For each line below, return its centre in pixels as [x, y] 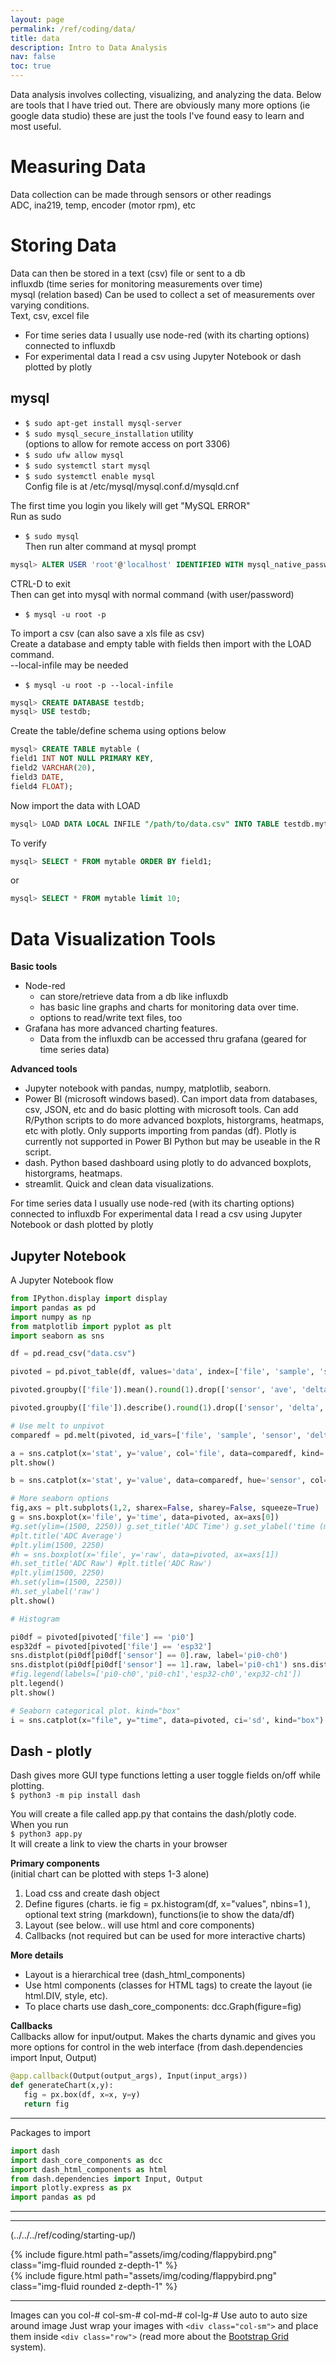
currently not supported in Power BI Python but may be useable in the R [172, 1142]
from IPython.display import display [89, 1299]
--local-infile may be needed [69, 665]
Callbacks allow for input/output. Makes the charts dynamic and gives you [163, 2037]
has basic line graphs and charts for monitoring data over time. [169, 1007]
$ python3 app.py [46, 1834]
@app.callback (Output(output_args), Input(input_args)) [129, 2076]
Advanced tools [44, 1069]
